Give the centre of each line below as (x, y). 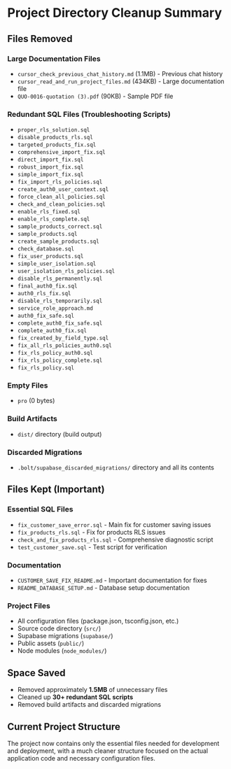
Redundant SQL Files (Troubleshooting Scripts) (89, 114)
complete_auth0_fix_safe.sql (60, 323)
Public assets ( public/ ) (51, 643)
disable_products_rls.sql (55, 138)
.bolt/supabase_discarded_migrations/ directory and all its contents (116, 467)
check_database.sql (46, 249)
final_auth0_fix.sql (47, 286)
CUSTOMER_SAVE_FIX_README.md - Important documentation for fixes (112, 580)
